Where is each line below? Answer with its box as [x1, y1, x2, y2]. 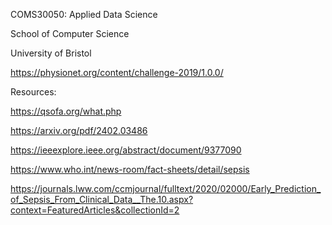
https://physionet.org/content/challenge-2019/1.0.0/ [10, 67, 224, 78]
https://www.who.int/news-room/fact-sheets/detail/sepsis [10, 164, 250, 175]
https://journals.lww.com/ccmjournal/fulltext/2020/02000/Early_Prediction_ [10, 183, 322, 194]
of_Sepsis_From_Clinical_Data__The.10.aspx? [10, 194, 194, 205]
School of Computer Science [10, 28, 130, 39]
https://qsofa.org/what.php [10, 105, 122, 117]
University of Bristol [10, 47, 92, 59]
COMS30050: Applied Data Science [10, 9, 158, 20]
